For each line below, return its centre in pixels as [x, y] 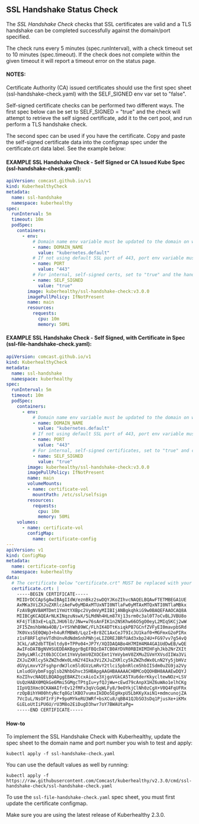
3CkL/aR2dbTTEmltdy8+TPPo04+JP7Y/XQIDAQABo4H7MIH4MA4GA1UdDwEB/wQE [102, 644]
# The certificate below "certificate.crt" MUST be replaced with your [102, 583]
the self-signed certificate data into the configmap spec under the [87, 142]
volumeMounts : [45, 484]
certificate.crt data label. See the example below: [66, 148]
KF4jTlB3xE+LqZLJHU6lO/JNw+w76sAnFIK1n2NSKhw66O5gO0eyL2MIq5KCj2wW [102, 622]
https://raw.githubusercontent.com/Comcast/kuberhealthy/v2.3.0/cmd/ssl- [99, 781]
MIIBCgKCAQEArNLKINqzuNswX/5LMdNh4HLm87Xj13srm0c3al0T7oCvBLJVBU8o [102, 616]
